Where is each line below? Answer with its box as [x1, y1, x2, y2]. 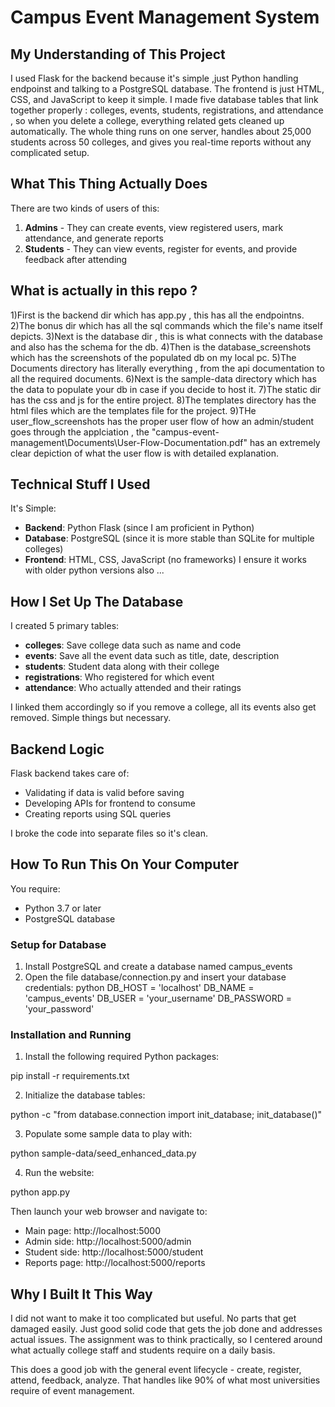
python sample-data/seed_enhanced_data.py [10, 1147, 197, 1160]
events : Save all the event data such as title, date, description [24, 650, 280, 662]
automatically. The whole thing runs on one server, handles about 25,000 [10, 126, 312, 137]
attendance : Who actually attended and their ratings [24, 682, 242, 694]
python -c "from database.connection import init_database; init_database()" [10, 1109, 323, 1121]
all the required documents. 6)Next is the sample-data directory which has [10, 372, 317, 385]
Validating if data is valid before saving [24, 787, 185, 799]
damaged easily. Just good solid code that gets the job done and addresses [10, 1323, 323, 1335]
